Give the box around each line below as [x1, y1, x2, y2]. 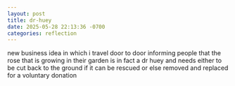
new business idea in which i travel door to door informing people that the [7, 49, 222, 57]
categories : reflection [7, 29, 77, 37]
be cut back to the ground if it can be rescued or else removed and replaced [7, 64, 229, 72]
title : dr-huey [7, 17, 52, 24]
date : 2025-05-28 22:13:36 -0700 [7, 23, 106, 30]
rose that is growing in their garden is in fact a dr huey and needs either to [7, 57, 222, 65]
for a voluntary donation [7, 71, 77, 80]
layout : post [7, 10, 46, 17]
